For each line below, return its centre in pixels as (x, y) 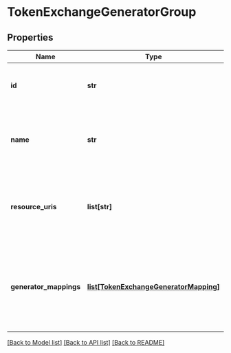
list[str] (99, 207)
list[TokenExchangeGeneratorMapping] (153, 287)
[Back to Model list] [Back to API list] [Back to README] (86, 342)
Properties (30, 38)
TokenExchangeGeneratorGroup (102, 12)
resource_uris (34, 207)
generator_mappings (46, 287)
